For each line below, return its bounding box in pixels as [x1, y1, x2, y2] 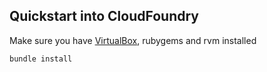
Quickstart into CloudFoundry [9, 8, 200, 25]
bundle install [9, 54, 73, 64]
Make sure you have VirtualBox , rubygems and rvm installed [9, 34, 257, 46]
